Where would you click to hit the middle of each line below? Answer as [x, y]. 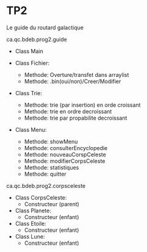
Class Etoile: [31, 223]
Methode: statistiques [52, 167]
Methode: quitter [45, 174]
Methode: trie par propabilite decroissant [76, 118]
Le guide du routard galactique [45, 27]
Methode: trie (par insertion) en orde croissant [82, 105]
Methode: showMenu [51, 142]
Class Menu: [31, 129]
